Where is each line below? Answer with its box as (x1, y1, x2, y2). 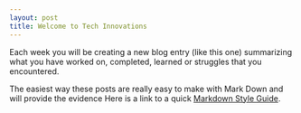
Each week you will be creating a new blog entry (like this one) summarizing (9, 46, 293, 57)
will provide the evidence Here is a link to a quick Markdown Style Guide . (9, 92, 281, 104)
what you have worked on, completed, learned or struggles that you (9, 56, 262, 67)
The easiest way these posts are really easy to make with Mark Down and (9, 83, 284, 94)
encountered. (9, 65, 60, 77)
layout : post (9, 13, 59, 23)
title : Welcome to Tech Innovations (9, 22, 147, 31)
